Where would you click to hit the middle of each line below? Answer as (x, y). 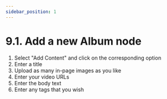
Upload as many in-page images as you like (67, 70)
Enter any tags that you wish (49, 89)
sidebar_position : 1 (31, 12)
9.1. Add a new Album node (74, 41)
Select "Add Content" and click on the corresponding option (88, 58)
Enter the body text (38, 83)
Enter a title (28, 64)
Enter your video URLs (42, 77)
